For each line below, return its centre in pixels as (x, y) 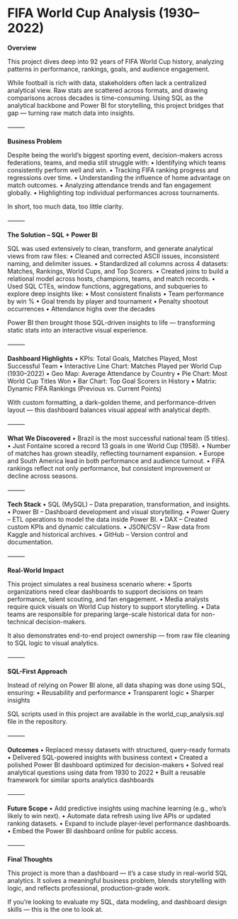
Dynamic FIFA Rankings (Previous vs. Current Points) (84, 389)
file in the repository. (38, 721)
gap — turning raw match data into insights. (71, 113)
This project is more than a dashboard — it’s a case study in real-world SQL (118, 873)
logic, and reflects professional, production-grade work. (89, 888)
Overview (22, 48)
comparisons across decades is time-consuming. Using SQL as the (106, 98)
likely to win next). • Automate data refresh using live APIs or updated (109, 815)
